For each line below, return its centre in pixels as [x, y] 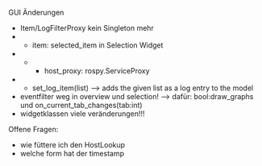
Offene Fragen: [33, 129]
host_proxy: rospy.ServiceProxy [97, 71]
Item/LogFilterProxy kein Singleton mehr [87, 28]
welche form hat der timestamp [72, 154]
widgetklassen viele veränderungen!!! [82, 114]
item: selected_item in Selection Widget [98, 45]
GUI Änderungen [36, 12]
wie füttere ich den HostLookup [73, 145]
